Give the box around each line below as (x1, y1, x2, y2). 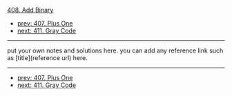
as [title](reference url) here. (7, 54, 88, 61)
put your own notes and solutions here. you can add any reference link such (7, 46, 224, 55)
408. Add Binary (7, 6, 54, 14)
